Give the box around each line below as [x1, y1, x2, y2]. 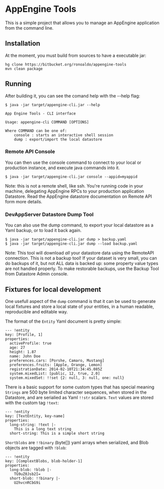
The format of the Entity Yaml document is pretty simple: [5, 318, 122, 324]
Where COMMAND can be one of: [5, 128, 67, 133]
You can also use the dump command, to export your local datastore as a [5, 222, 154, 228]
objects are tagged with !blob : [5, 445, 67, 451]
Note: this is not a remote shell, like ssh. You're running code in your [5, 183, 143, 188]
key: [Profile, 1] [5, 332, 43, 337]
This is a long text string [14, 426, 71, 431]
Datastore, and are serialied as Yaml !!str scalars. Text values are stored [5, 394, 154, 400]
